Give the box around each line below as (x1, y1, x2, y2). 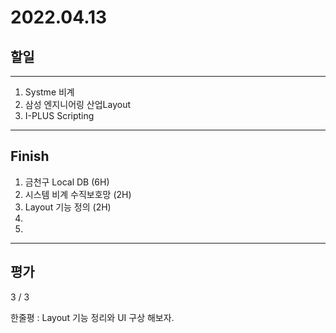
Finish (10, 148, 50, 165)
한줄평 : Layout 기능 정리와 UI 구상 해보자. (10, 311, 175, 323)
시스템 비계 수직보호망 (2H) (24, 188, 132, 200)
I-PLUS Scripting (24, 110, 95, 121)
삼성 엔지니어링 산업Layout (24, 99, 132, 110)
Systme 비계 (24, 86, 75, 98)
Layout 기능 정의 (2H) (24, 201, 112, 213)
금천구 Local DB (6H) (24, 176, 110, 188)
